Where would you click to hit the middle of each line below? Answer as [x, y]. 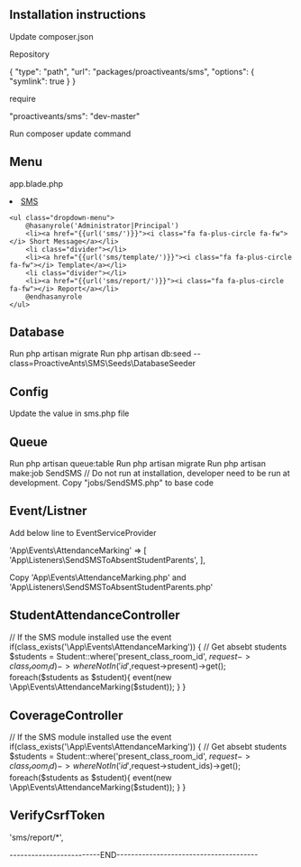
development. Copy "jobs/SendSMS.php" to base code [112, 483]
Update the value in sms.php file [69, 413]
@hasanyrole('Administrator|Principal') [102, 226]
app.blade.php [36, 183]
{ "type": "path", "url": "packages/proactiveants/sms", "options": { [132, 71]
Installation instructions [78, 15]
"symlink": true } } [43, 81]
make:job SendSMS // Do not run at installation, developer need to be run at [150, 474]
